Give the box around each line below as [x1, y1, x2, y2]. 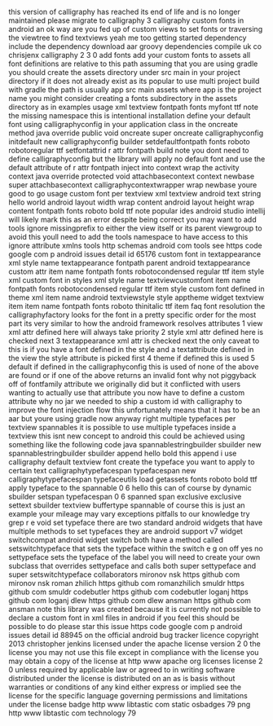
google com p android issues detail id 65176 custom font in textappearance [8, 249, 262, 259]
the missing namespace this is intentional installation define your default [8, 111, 251, 121]
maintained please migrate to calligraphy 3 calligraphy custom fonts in [8, 15, 244, 25]
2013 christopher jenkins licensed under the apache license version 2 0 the [8, 639, 261, 649]
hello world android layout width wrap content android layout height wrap [8, 197, 255, 207]
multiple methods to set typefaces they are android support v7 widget [8, 526, 243, 536]
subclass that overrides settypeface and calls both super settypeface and [8, 561, 257, 570]
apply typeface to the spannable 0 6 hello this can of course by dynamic [8, 483, 252, 492]
